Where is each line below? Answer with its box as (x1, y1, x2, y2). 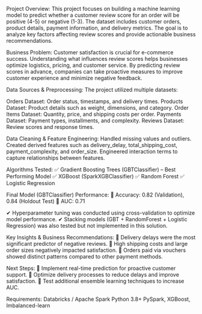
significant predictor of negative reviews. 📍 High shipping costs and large (6, 240, 188, 247)
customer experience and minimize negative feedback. (6, 75, 142, 81)
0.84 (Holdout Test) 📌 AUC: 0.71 (6, 198, 85, 204)
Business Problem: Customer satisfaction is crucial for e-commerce (6, 49, 174, 56)
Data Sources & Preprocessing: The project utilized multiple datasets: (6, 86, 179, 93)
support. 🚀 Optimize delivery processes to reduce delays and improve (6, 271, 179, 278)
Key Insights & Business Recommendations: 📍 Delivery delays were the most (6, 234, 196, 240)
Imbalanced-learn (6, 302, 50, 309)
